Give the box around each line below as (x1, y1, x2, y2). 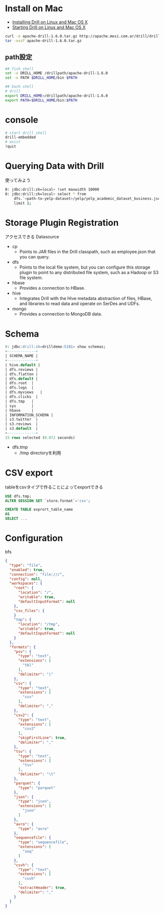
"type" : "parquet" (18, 785, 56, 790)
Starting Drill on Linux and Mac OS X (12, 24, 86, 30)
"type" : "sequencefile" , (18, 840, 69, 845)
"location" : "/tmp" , (18, 622, 60, 627)
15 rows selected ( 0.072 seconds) (5, 435, 76, 440)
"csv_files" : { (14, 608, 45, 613)
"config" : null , (9, 576, 42, 581)
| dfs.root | (5, 381, 34, 386)
